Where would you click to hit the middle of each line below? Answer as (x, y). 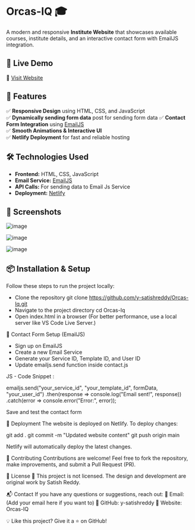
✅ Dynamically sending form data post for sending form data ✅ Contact (96, 117)
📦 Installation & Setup (48, 269)
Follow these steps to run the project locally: (60, 286)
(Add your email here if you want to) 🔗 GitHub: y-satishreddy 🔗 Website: (94, 503)
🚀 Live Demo (30, 63)
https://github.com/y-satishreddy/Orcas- (139, 297)
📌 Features (26, 97)
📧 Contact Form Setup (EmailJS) (45, 334)
